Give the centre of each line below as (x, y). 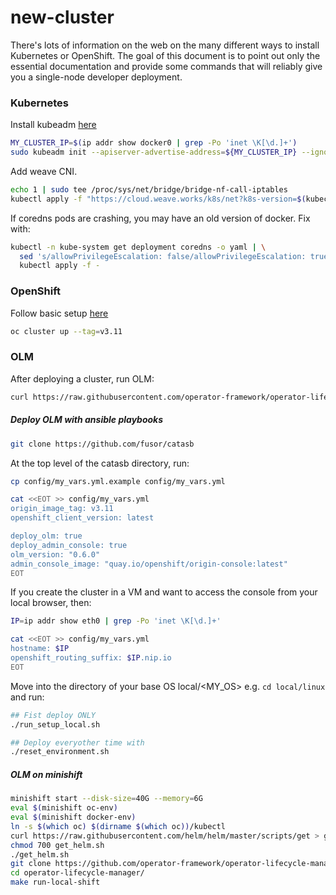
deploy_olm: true (46, 536)
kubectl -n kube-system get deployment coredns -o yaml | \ (138, 247)
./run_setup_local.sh (55, 724)
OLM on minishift (46, 774)
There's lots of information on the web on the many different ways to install (165, 45)
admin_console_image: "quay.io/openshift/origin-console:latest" (149, 564)
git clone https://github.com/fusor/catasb (102, 444)
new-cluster (62, 17)
